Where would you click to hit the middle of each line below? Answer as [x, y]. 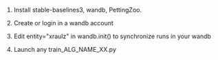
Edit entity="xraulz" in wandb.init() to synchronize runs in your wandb [112, 36]
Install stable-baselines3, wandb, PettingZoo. [78, 10]
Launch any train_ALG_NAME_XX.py [65, 49]
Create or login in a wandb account [63, 23]
